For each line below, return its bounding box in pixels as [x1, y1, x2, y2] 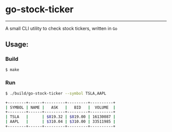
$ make [5, 67, 19, 72]
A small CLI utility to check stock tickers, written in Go [5, 25, 118, 31]
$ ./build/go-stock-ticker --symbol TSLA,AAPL [5, 91, 106, 96]
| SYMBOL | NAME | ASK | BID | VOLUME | [5, 105, 116, 110]
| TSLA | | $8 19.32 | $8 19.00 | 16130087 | [5, 114, 116, 120]
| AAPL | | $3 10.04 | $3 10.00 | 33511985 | [5, 119, 116, 124]
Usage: [5, 40, 29, 49]
